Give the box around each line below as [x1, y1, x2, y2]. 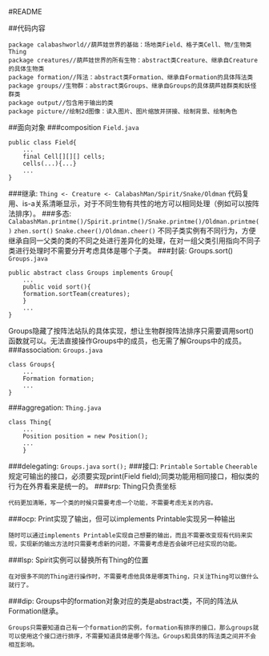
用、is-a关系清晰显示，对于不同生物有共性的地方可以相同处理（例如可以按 [8, 199, 253, 208]
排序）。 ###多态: [14, 209, 72, 218]
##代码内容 [8, 23, 46, 33]
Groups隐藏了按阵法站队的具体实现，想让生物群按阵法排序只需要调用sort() [8, 326, 255, 335]
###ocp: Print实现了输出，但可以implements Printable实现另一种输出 [8, 514, 236, 524]
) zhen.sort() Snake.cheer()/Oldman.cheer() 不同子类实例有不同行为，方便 [8, 226, 256, 235]
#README [8, 7, 42, 16]
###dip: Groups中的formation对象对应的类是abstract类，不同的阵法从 [8, 597, 239, 605]
